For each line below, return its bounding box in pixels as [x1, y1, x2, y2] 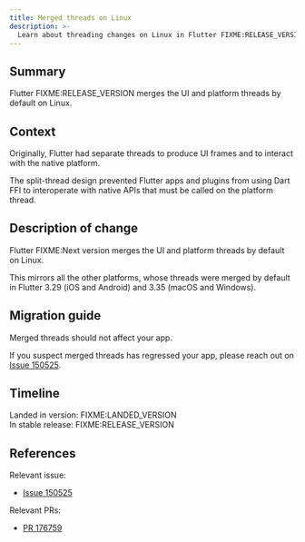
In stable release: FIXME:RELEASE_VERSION [9, 419, 175, 430]
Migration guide [9, 308, 102, 323]
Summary [9, 64, 66, 79]
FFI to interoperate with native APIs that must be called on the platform [9, 185, 274, 195]
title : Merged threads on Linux [9, 13, 132, 23]
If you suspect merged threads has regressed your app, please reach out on [9, 350, 295, 360]
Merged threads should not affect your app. [9, 332, 172, 343]
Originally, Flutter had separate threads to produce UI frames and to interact [9, 148, 293, 159]
